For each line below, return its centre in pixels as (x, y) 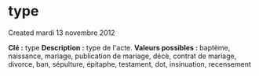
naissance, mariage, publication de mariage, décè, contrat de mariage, (122, 56)
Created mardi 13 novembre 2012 (62, 33)
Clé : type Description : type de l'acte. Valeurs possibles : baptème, (119, 47)
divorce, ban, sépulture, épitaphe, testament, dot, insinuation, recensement (129, 64)
